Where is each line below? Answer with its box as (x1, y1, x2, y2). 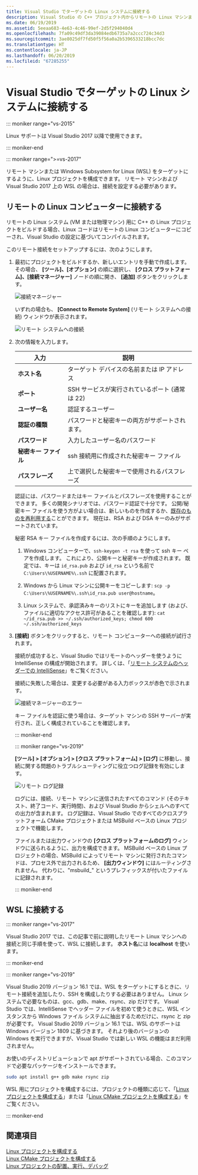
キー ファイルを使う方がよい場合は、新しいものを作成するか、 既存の (19, 507, 187, 515)
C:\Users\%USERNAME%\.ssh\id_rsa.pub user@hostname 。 (23, 589, 159, 596)
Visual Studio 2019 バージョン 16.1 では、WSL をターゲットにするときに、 (6, 983, 185, 990)
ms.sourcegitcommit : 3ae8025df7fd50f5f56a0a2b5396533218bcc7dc (6, 36, 165, 42)
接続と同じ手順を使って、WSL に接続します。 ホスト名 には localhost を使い (6, 940, 190, 947)
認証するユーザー (67, 405, 115, 414)
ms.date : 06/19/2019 (6, 20, 57, 25)
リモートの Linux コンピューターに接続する (6, 202, 162, 212)
